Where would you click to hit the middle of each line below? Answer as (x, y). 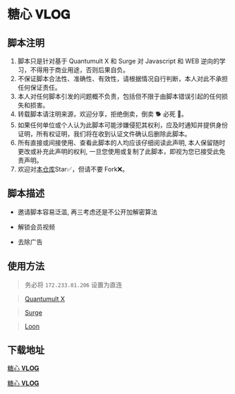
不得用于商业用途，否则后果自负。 (79, 70)
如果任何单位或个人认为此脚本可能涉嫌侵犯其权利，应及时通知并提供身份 (122, 125)
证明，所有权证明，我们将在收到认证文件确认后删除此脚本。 (104, 134)
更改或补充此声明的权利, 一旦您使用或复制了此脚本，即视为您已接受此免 (121, 151)
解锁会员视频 (36, 227)
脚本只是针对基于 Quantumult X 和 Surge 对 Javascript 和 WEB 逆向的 (119, 61)
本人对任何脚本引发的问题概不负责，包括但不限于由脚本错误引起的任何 (120, 96)
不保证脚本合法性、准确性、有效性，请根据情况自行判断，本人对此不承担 (122, 79)
